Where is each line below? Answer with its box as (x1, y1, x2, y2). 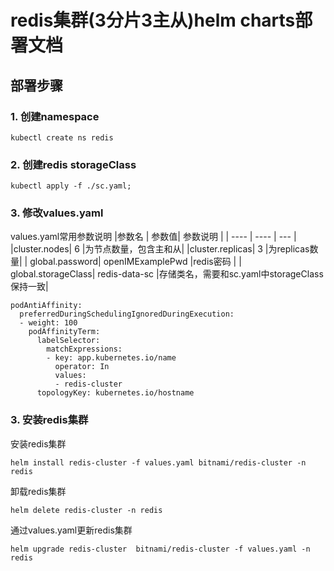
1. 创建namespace (10, 109, 100, 123)
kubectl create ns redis (10, 132, 114, 143)
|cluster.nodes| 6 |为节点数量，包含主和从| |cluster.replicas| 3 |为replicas (10, 243, 310, 255)
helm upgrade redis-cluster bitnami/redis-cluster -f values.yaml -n (10, 544, 311, 554)
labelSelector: (36, 336, 101, 346)
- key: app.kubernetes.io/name (46, 353, 177, 363)
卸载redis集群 (10, 485, 67, 497)
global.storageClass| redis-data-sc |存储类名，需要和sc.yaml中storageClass (10, 268, 324, 280)
